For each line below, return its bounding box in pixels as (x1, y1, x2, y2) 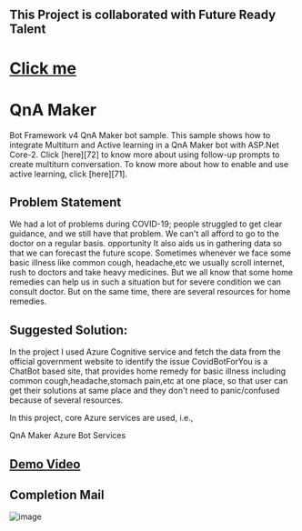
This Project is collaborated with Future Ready (9, 7, 277, 23)
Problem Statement (9, 195, 122, 210)
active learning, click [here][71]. (9, 168, 128, 179)
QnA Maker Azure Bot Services (9, 430, 126, 441)
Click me (9, 58, 77, 78)
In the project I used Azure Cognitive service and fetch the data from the (9, 346, 281, 357)
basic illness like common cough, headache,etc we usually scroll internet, (9, 257, 285, 268)
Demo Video (9, 456, 81, 472)
